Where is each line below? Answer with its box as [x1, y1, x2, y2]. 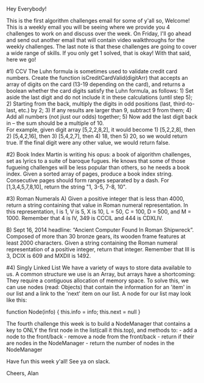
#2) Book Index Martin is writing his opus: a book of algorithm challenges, [6, 151, 192, 158]
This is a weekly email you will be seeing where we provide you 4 [6, 24, 171, 30]
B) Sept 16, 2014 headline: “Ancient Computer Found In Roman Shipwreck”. [6, 226, 194, 234]
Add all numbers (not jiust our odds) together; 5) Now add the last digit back [6, 113, 198, 120]
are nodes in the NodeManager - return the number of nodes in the [6, 340, 175, 346]
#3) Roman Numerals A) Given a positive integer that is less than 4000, [6, 195, 185, 202]
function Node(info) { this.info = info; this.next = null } [6, 308, 141, 315]
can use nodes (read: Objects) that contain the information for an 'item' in [6, 284, 191, 290]
